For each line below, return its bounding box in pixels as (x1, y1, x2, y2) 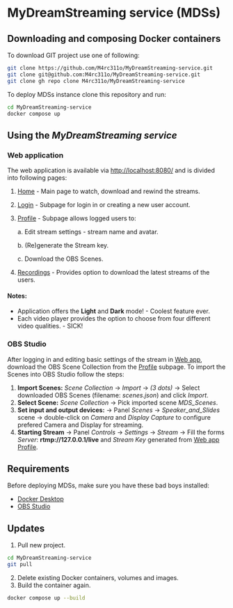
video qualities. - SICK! (17, 322, 83, 330)
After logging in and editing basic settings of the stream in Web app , (7, 355, 203, 363)
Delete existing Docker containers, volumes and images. (17, 573, 179, 582)
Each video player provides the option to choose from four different (17, 314, 211, 323)
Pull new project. (17, 541, 66, 549)
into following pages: (7, 174, 67, 182)
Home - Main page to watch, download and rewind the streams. (17, 187, 200, 196)
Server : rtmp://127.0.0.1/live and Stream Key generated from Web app (17, 435, 220, 443)
